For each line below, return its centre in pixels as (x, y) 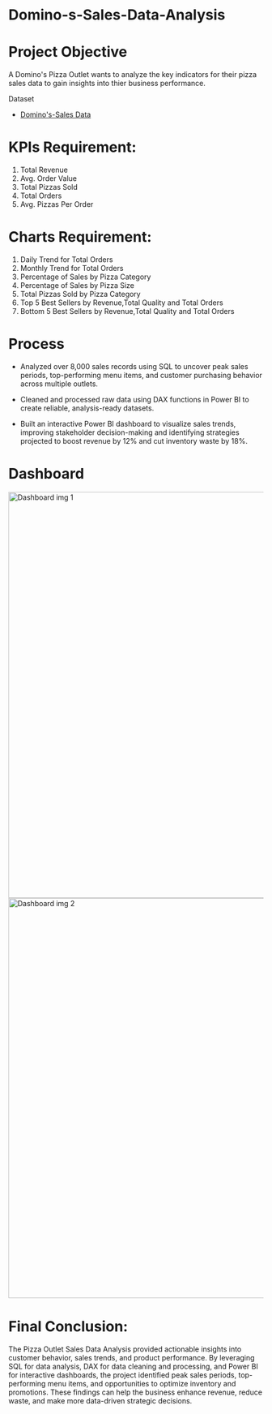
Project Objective (68, 52)
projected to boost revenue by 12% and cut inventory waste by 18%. (134, 441)
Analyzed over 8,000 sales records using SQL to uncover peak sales (134, 366)
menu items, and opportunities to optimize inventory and (142, 1383)
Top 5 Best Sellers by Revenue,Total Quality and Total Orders (122, 303)
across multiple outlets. (59, 384)
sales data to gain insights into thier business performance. (107, 84)
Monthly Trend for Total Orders (72, 268)
